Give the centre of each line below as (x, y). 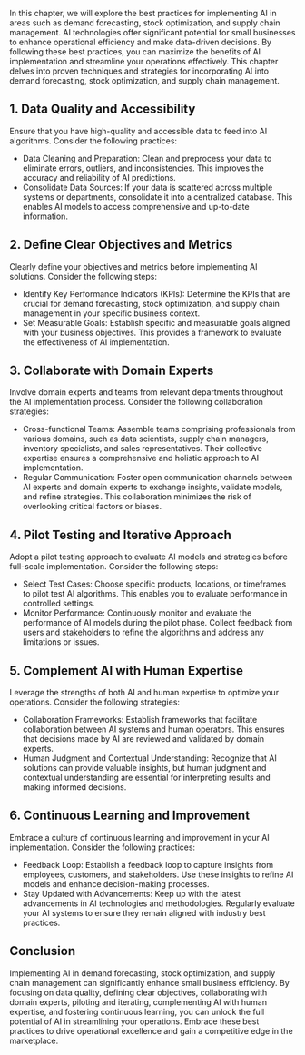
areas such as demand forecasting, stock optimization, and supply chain (145, 23)
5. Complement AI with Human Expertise (126, 670)
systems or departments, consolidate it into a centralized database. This (157, 197)
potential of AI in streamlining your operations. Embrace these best (134, 1021)
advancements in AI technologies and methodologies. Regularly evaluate (158, 903)
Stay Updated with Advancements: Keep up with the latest (131, 893)
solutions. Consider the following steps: (83, 276)
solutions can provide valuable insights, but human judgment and (144, 768)
